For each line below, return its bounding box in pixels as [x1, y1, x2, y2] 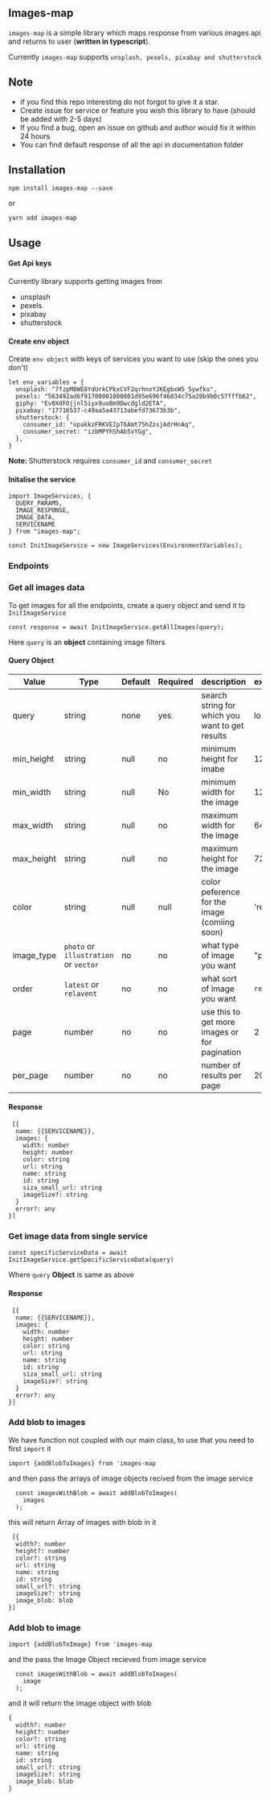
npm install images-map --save [8, 185, 113, 193]
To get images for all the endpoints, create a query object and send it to [8, 600, 246, 610]
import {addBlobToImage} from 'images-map [8, 1640, 153, 1648]
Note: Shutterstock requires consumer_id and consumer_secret [8, 456, 213, 466]
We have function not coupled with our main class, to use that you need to [8, 1435, 255, 1444]
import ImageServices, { [8, 492, 92, 501]
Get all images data [8, 582, 85, 594]
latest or [63, 979, 100, 990]
